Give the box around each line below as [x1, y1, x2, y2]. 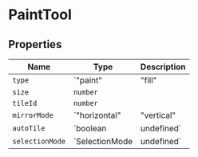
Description [140, 62, 186, 72]
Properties [8, 38, 62, 51]
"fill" [140, 74, 157, 86]
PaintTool [8, 6, 72, 24]
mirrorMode [12, 111, 53, 119]
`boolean [73, 123, 107, 134]
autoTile [12, 124, 46, 133]
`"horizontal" [73, 110, 121, 121]
